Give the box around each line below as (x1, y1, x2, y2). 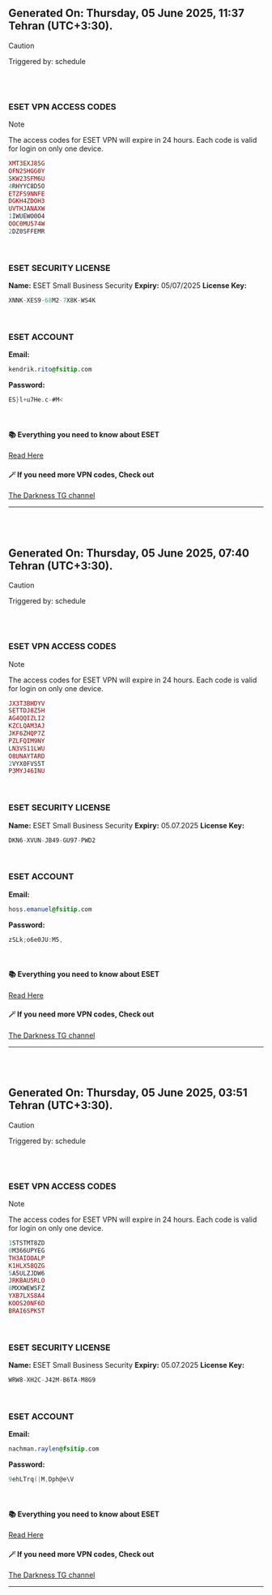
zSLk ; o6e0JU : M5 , (8, 935, 63, 944)
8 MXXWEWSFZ (8, 1284, 45, 1292)
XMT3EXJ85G (8, 160, 45, 168)
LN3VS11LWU (8, 744, 45, 753)
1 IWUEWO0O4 (8, 213, 45, 221)
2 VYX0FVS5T (8, 759, 45, 767)
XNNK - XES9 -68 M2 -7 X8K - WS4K (8, 296, 96, 305)
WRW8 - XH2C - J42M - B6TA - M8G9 (8, 1376, 96, 1384)
